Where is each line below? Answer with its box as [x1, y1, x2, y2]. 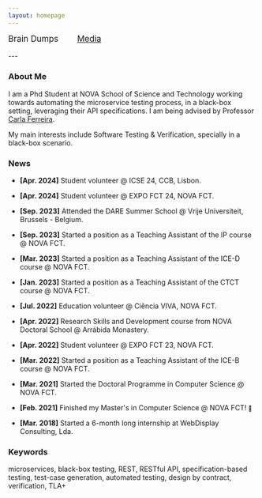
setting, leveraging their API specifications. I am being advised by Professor [8, 106, 255, 115]
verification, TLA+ [8, 481, 67, 491]
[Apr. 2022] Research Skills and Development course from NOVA [19, 317, 233, 326]
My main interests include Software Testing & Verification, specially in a [8, 130, 241, 139]
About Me [8, 71, 47, 82]
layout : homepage [8, 11, 65, 20]
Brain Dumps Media [8, 33, 102, 44]
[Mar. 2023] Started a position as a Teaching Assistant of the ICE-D [19, 254, 241, 263]
